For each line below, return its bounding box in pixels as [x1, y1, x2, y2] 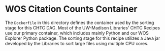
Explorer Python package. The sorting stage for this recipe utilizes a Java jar [5, 35, 160, 41]
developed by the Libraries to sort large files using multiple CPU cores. [5, 40, 149, 46]
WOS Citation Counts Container [5, 3, 138, 15]
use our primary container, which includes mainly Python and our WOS [5, 30, 149, 36]
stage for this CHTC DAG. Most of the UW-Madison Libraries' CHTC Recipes [5, 25, 160, 30]
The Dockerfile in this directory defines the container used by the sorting [5, 20, 154, 25]
